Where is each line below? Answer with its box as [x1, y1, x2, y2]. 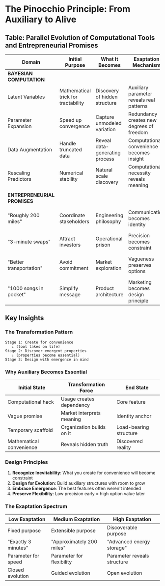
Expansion [7, 123, 32, 130]
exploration [95, 265, 122, 271]
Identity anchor [116, 413, 152, 419]
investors [59, 242, 81, 248]
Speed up [59, 117, 82, 123]
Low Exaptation [8, 516, 46, 523]
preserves [128, 262, 152, 268]
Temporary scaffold [7, 426, 53, 433]
